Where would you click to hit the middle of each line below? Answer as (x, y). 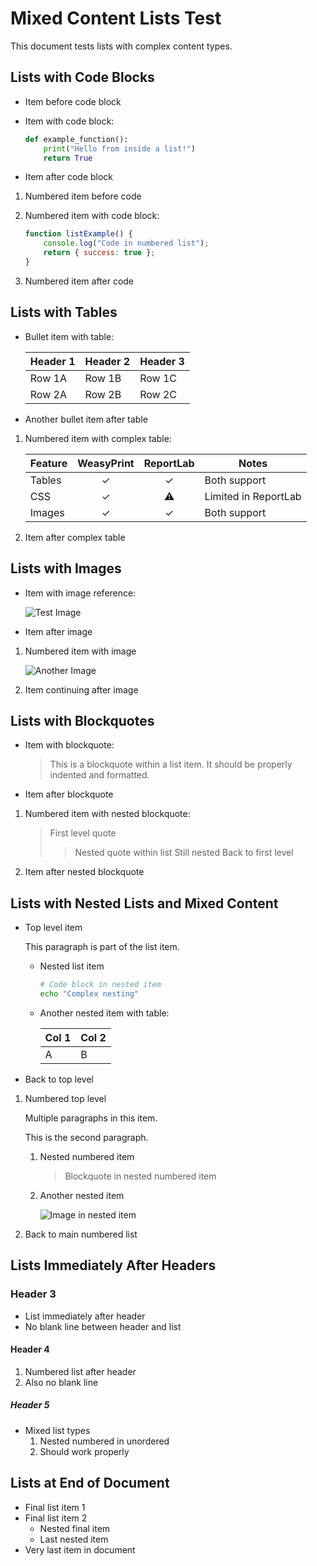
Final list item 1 (55, 1507)
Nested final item (75, 1528)
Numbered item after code (79, 281)
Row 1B (103, 378)
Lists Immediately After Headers (113, 1265)
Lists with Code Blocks (82, 77)
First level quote (83, 833)
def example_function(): (76, 139)
